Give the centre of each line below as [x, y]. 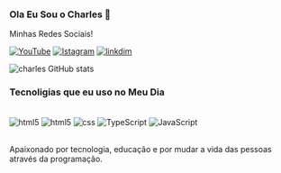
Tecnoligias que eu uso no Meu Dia [87, 92]
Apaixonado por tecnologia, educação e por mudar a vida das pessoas [140, 150]
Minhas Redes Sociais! [51, 34]
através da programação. [56, 159]
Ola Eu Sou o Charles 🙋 [60, 14]
